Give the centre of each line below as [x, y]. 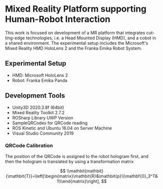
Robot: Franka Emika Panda [40, 80]
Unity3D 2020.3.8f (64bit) [38, 107]
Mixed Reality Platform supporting [76, 9]
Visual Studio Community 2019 [43, 133]
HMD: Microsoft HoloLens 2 [40, 75]
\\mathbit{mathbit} [85, 171]
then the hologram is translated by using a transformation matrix [69, 161]
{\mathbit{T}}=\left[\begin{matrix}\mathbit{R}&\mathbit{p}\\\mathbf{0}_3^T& [82, 176]
